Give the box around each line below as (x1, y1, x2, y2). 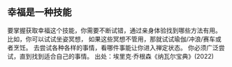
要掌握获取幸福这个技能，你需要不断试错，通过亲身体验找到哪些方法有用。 (7, 26, 222, 35)
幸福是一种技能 (7, 6, 72, 19)
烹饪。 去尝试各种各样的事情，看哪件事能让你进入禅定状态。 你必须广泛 (13, 44, 219, 52)
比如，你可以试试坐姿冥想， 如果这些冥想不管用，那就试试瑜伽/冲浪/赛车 (7, 35, 216, 43)
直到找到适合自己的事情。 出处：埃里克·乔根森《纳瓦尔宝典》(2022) (19, 52, 215, 60)
